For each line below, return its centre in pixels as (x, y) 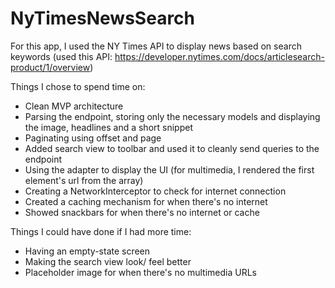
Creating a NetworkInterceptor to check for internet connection (155, 191)
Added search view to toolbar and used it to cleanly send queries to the (172, 148)
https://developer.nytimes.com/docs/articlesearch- (219, 56)
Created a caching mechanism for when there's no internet (146, 201)
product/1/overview (50, 67)
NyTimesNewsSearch (103, 18)
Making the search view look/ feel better (108, 261)
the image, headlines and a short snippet (108, 127)
